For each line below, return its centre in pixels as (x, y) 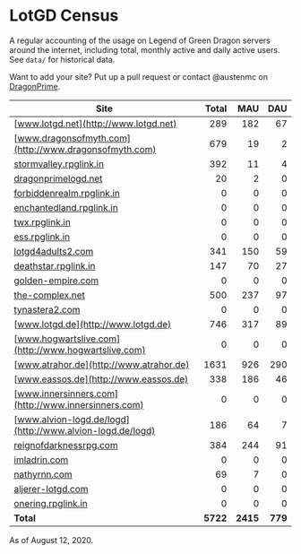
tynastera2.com (47, 309)
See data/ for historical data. (62, 59)
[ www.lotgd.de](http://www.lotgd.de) (93, 324)
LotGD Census (64, 16)
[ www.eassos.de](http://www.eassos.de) (101, 379)
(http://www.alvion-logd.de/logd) (85, 430)
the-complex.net (49, 295)
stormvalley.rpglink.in (59, 164)
